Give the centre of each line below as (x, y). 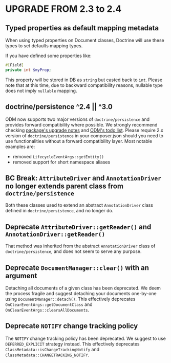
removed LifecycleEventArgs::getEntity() (58, 156)
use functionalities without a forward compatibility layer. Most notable (79, 141)
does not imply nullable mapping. (41, 90)
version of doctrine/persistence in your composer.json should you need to (84, 135)
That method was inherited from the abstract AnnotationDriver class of (80, 246)
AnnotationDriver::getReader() (55, 234)
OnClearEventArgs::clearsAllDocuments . (47, 310)
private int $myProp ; (28, 70)
